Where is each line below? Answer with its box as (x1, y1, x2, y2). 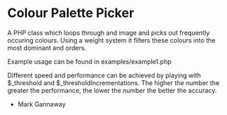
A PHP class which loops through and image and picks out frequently (7, 28, 210, 37)
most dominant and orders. (7, 43, 87, 52)
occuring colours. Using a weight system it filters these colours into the (7, 35, 216, 44)
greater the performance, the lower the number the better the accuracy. (7, 86, 218, 94)
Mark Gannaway (17, 99, 66, 108)
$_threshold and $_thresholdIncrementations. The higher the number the (7, 78, 220, 87)
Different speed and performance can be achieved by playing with (7, 71, 201, 80)
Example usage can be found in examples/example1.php (7, 57, 172, 65)
